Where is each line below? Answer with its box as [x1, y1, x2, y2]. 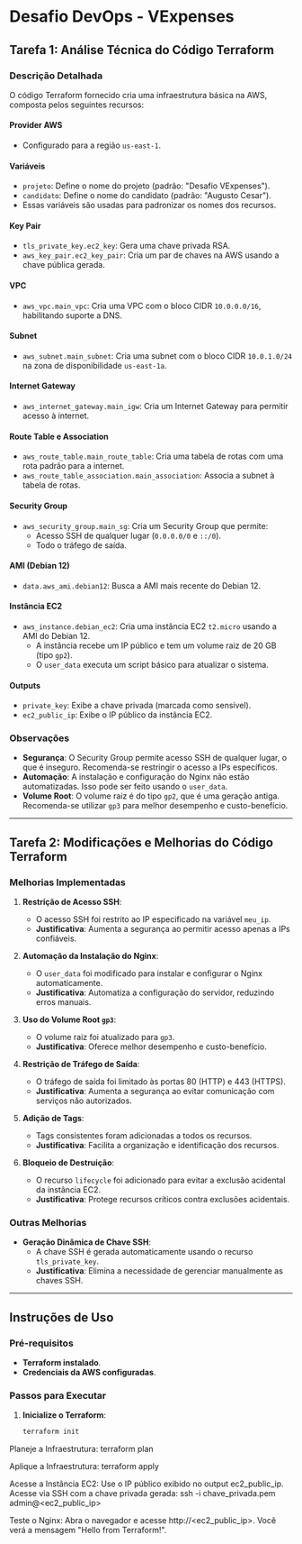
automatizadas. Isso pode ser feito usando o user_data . [22, 781, 228, 792]
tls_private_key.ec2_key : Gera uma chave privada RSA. [22, 241, 231, 251]
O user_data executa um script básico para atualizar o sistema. [35, 659, 270, 670]
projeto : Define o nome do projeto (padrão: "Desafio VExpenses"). [22, 180, 271, 191]
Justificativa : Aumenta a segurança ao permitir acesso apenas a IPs [35, 924, 290, 935]
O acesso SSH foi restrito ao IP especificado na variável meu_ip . [35, 914, 271, 925]
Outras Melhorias [9, 1217, 87, 1229]
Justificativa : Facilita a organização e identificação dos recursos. [35, 1140, 280, 1151]
